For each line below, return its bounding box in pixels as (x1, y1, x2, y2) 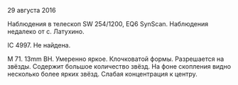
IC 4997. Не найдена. (7, 41, 71, 49)
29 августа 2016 (7, 6, 56, 14)
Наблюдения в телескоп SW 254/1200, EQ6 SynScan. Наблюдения (7, 20, 209, 28)
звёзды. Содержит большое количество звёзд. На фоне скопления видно (7, 62, 232, 70)
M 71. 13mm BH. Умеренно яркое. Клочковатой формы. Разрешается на (7, 55, 225, 63)
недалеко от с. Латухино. (7, 28, 85, 35)
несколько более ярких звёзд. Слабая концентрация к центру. (7, 70, 198, 78)
